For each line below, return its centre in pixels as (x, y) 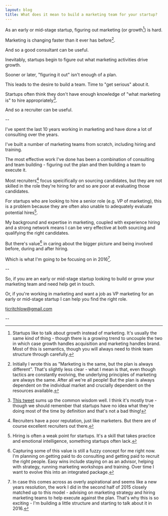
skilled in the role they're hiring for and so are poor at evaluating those (77, 186)
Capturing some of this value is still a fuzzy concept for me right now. (84, 451)
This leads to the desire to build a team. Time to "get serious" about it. (77, 84)
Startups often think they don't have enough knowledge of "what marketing (83, 94)
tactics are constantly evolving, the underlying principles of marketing (84, 375)
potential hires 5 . (22, 212)
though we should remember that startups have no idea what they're (83, 406)
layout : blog (19, 10)
